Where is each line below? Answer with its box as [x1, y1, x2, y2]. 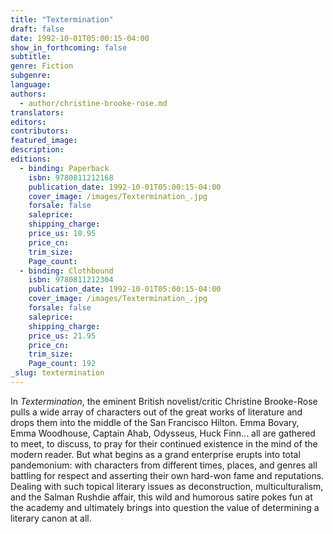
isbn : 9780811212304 [28, 275, 114, 285]
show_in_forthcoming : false [10, 42, 128, 53]
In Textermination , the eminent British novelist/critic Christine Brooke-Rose [10, 395, 318, 407]
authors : [10, 89, 47, 99]
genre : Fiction [10, 61, 74, 71]
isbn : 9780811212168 [28, 172, 114, 183]
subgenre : [10, 71, 52, 81]
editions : [10, 154, 52, 164]
